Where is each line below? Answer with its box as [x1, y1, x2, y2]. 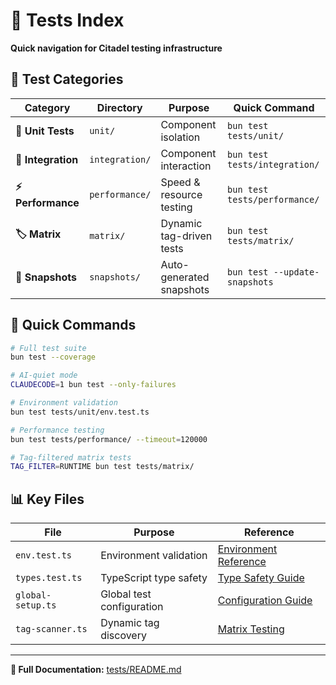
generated [160, 270, 210, 284]
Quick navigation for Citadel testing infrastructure [10, 42, 223, 54]
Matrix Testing [217, 622, 285, 636]
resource [160, 187, 203, 201]
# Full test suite [10, 343, 87, 353]
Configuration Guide [217, 594, 313, 608]
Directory [96, 100, 143, 114]
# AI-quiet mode [10, 370, 78, 381]
